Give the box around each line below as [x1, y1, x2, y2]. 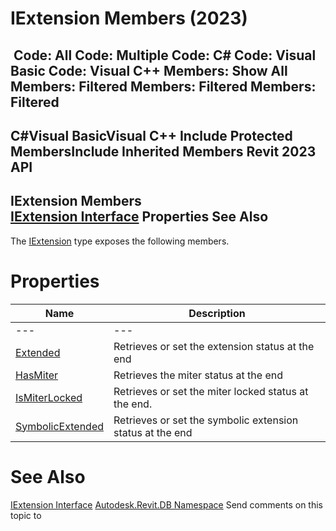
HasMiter [15, 368, 59, 382]
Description [188, 306, 246, 320]
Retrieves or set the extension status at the [113, 339, 315, 353]
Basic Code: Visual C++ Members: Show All [10, 62, 288, 79]
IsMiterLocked [15, 390, 83, 404]
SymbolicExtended [15, 419, 104, 433]
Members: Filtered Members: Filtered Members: [10, 78, 317, 95]
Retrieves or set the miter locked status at [113, 384, 309, 398]
